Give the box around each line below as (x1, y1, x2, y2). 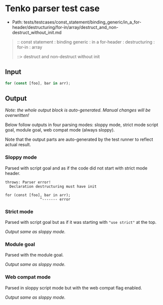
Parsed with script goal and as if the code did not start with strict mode (5, 165, 147, 171)
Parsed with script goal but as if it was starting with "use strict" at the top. (5, 219, 157, 225)
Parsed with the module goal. (5, 252, 64, 258)
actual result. (5, 142, 31, 148)
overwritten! (5, 112, 29, 118)
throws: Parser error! (5, 179, 51, 185)
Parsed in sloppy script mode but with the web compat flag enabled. (5, 284, 142, 291)
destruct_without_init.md (12, 29, 62, 35)
